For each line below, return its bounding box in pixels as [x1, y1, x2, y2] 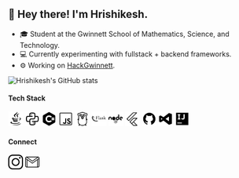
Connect [8, 136, 38, 146]
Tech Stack [8, 93, 46, 103]
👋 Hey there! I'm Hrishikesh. [8, 8, 148, 21]
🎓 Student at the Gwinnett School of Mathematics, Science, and [19, 29, 230, 38]
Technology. [19, 40, 61, 49]
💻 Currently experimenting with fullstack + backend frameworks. [19, 49, 232, 59]
